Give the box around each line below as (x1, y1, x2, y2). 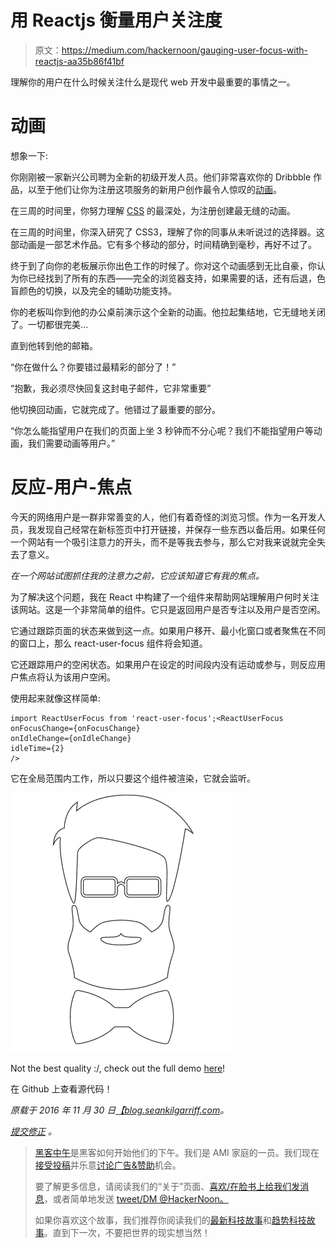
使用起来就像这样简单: (10, 692, 102, 704)
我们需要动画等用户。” (27, 437, 116, 449)
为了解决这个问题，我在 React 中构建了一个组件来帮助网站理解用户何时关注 (10, 591, 320, 603)
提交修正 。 (10, 1125, 57, 1137)
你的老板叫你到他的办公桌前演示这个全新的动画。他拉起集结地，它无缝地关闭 (10, 306, 326, 318)
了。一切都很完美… (10, 318, 89, 330)
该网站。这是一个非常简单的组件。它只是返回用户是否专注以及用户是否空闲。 (10, 603, 326, 615)
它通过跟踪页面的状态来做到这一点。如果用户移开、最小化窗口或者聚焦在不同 (10, 624, 326, 636)
